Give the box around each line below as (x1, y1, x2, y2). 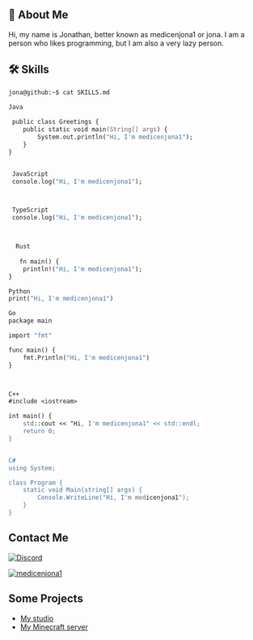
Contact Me (8, 531, 69, 545)
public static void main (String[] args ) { (23, 126, 168, 134)
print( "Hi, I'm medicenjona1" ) (8, 295, 114, 303)
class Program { (8, 479, 63, 487)
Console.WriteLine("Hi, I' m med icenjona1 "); (37, 493, 190, 502)
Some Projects (8, 592, 83, 606)
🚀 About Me (8, 8, 69, 22)
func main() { (8, 346, 57, 354)
